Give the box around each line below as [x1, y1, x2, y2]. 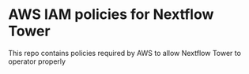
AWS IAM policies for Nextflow [8, 6, 214, 24]
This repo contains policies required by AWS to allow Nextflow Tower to [8, 48, 241, 57]
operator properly [8, 57, 66, 66]
